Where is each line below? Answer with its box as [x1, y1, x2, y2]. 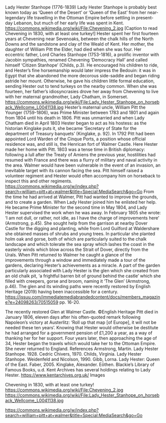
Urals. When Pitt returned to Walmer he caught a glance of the [5, 252, 132, 257]
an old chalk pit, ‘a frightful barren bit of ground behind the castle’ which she [5, 273, 161, 279]
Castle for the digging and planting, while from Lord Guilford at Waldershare [5, 226, 160, 231]
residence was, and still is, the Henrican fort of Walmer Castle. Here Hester [5, 141, 158, 147]
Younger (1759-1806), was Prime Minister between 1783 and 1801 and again [5, 110, 159, 116]
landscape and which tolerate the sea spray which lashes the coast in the [5, 242, 155, 247]
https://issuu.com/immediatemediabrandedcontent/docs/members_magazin [5, 294, 161, 300]
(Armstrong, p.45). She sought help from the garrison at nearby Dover [5, 220, 148, 226]
